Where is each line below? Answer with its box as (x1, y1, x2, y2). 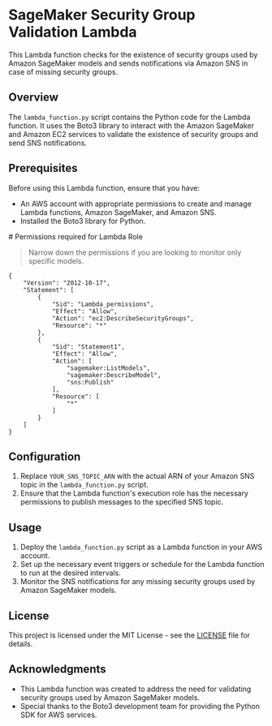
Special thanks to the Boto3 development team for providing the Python (19, 701, 261, 711)
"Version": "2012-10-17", (23, 278, 111, 287)
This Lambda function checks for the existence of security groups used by (8, 49, 258, 59)
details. (8, 639, 33, 648)
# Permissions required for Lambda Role (8, 231, 144, 241)
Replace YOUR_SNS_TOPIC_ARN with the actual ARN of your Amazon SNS (19, 471, 255, 481)
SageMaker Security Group (8, 6, 196, 24)
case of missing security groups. (8, 67, 119, 76)
